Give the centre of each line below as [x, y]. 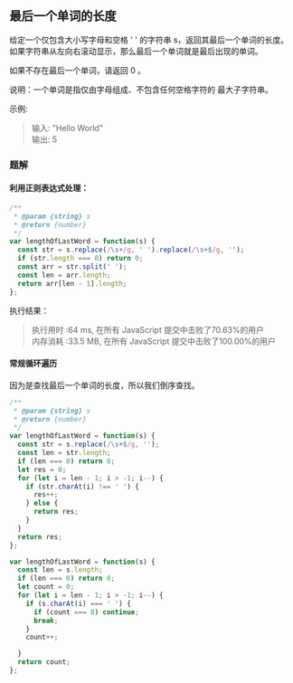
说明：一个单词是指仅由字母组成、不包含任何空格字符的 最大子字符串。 [141, 90]
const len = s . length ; [60, 570]
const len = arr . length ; [64, 275]
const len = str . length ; [64, 453]
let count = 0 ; [46, 587]
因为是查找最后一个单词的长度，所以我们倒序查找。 [104, 385]
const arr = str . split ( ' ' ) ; [72, 267]
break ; [46, 621]
